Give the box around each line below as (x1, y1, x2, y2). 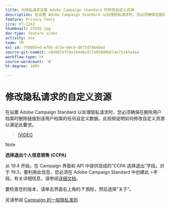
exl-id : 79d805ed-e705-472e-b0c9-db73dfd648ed (5, 45, 105, 50)
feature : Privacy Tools (5, 17, 56, 22)
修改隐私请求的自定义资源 (5, 91, 112, 103)
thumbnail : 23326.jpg (5, 26, 51, 31)
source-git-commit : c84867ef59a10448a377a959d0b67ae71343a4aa (5, 49, 139, 55)
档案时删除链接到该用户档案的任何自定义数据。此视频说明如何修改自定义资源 (5, 116, 165, 122)
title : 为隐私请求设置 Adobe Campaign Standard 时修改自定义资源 (5, 7, 135, 13)
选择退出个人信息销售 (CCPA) (5, 152, 67, 158)
